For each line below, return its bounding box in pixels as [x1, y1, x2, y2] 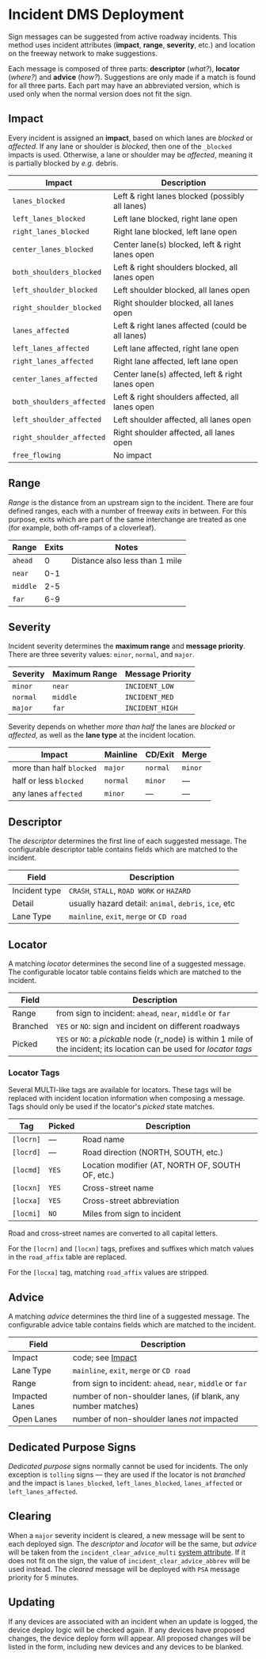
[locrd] [12, 1148, 41, 1157]
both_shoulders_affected [12, 397, 106, 406]
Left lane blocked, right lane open [113, 213, 237, 224]
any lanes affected [12, 788, 83, 799]
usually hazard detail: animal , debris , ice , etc [68, 898, 236, 909]
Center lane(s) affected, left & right [113, 368, 243, 379]
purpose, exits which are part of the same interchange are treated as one [8, 514, 247, 524]
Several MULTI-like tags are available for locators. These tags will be [8, 1085, 232, 1095]
